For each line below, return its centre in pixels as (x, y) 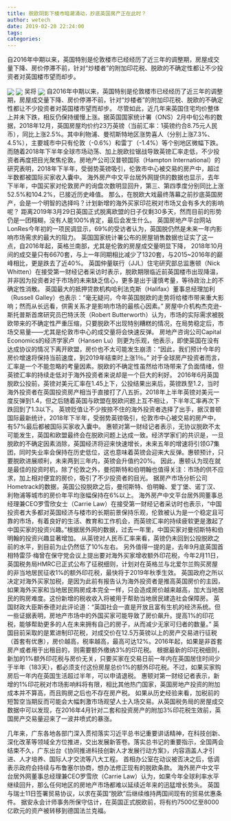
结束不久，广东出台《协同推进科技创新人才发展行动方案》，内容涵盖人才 (108, 751)
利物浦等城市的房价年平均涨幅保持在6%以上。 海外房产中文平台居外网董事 (112, 495)
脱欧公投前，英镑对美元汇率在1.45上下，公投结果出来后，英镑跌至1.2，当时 (113, 384)
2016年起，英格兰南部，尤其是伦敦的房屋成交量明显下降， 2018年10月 (124, 246)
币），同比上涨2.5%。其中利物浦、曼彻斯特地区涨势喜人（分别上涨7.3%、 (110, 134)
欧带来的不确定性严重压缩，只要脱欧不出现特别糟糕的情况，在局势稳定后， (112, 323)
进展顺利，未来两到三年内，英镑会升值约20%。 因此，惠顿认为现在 (120, 461)
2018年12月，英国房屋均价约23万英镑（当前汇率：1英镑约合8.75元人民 (118, 126)
